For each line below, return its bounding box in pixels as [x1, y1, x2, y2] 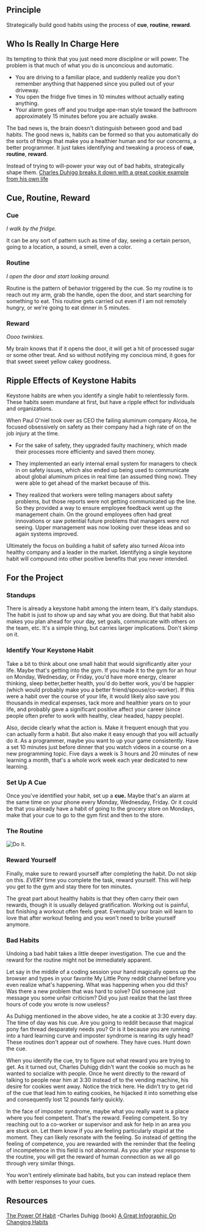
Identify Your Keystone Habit [6, 646, 94, 655]
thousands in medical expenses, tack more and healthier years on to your [6, 699, 191, 706]
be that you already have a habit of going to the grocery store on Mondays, [6, 805, 195, 812]
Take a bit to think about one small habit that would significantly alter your [6, 660, 192, 667]
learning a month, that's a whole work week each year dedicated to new [6, 756, 188, 764]
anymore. [6, 920, 31, 928]
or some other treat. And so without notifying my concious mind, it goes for [6, 351, 195, 358]
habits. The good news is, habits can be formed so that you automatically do [6, 131, 199, 138]
